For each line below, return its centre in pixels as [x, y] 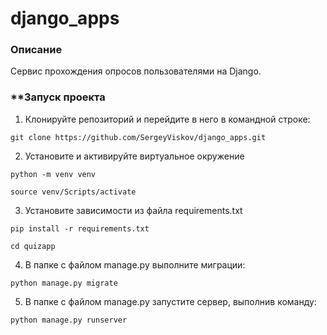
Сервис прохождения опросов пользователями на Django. [136, 71]
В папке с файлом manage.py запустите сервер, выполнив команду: [170, 301]
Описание [36, 50]
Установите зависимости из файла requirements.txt [133, 210]
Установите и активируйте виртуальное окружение [134, 156]
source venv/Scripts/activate [73, 192]
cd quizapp [33, 246]
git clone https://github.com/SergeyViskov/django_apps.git [138, 137]
